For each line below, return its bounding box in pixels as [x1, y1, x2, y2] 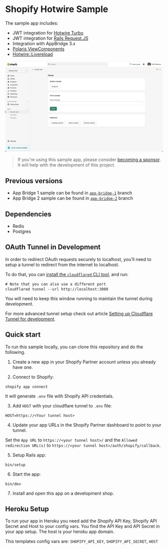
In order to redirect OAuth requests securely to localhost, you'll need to [5, 256, 151, 262]
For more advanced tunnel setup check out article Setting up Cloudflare [5, 310, 153, 317]
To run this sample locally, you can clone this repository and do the [5, 344, 143, 350]
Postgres [12, 228, 31, 234]
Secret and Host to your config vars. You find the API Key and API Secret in [5, 523, 160, 529]
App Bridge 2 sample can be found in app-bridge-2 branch [12, 195, 133, 201]
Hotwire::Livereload [12, 51, 53, 57]
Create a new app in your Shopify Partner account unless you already [12, 359, 156, 365]
